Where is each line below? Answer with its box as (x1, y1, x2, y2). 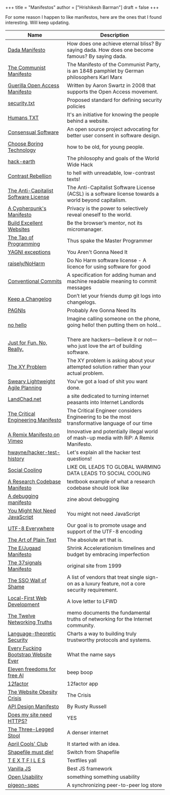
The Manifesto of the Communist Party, (67, 61, 161, 68)
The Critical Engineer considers (67, 407, 142, 414)
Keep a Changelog (8, 296, 52, 302)
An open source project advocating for (67, 126, 159, 132)
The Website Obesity (8, 689, 58, 695)
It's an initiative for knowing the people (67, 111, 159, 118)
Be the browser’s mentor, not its (67, 220, 143, 226)
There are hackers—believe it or (67, 336, 143, 343)
